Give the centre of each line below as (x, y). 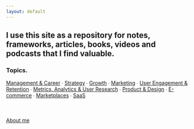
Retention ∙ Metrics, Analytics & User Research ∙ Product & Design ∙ (87, 89)
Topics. (17, 70)
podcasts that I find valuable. (60, 54)
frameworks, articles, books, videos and (81, 45)
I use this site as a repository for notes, (78, 35)
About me (18, 120)
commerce (19, 96)
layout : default (26, 11)
